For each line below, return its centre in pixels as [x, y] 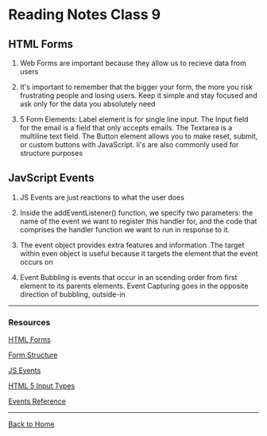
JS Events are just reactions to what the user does [102, 197]
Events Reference [37, 401]
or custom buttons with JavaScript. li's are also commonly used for [129, 144]
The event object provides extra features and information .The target [132, 245]
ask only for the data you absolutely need [87, 104]
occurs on [36, 262]
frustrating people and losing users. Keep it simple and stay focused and [139, 95]
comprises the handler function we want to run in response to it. [125, 229]
